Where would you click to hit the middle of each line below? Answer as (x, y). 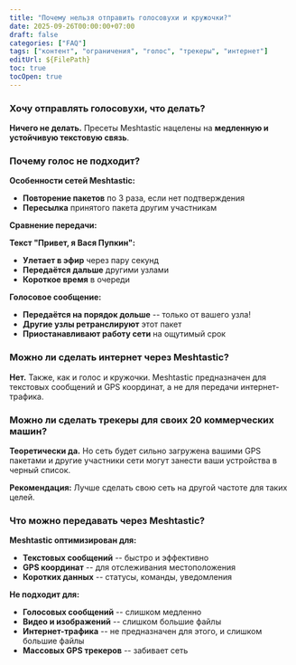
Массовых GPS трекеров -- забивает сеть (105, 651)
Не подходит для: (44, 594)
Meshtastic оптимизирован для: (73, 540)
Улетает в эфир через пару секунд (91, 261)
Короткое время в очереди (76, 280)
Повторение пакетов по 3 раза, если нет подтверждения (134, 198)
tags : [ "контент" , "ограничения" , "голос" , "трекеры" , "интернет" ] (139, 52)
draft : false (34, 34)
